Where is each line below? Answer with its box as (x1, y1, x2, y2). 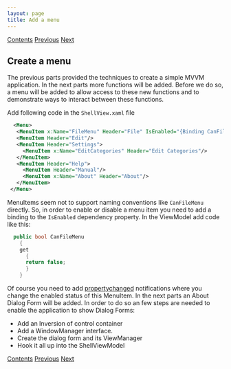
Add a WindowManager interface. (16, 327, 113, 335)
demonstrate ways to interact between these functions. (7, 96, 164, 104)
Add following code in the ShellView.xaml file (7, 109, 135, 117)
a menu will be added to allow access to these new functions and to (7, 88, 199, 96)
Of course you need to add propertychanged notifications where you (7, 284, 203, 293)
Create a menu (7, 55, 71, 67)
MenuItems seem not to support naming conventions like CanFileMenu (7, 198, 204, 206)
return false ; (25, 259, 67, 266)
